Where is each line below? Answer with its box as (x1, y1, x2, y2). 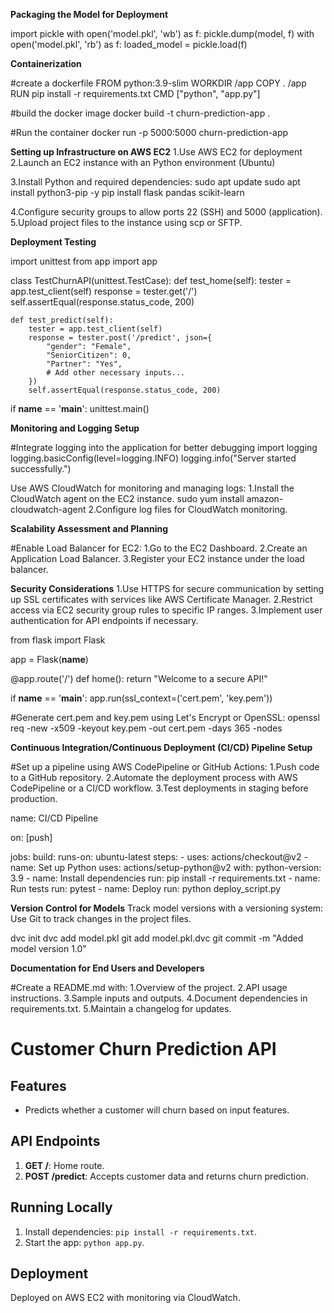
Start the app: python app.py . (24, 1236, 145, 1248)
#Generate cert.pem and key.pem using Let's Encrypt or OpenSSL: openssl (10, 712, 320, 723)
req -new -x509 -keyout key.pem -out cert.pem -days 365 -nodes (10, 722, 283, 734)
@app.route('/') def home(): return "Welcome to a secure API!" (10, 673, 268, 684)
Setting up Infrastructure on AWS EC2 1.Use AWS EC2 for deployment (10, 146, 303, 158)
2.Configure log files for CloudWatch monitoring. (88, 504, 288, 515)
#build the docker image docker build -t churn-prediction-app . (10, 107, 271, 119)
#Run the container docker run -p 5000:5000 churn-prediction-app (10, 127, 289, 138)
